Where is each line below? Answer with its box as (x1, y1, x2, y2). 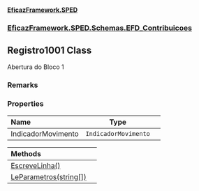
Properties (7, 99, 44, 109)
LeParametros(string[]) (10, 171, 87, 181)
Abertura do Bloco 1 (7, 63, 64, 71)
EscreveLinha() (10, 160, 61, 170)
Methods (10, 148, 42, 158)
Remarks (7, 80, 38, 90)
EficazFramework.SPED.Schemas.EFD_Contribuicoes (7, 23, 192, 33)
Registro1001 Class (7, 44, 92, 56)
